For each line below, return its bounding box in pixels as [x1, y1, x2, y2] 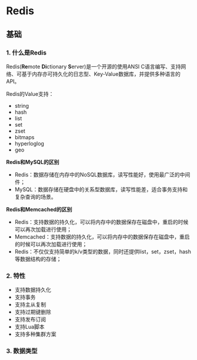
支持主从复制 [14, 301, 46, 308]
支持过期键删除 [14, 308, 51, 316]
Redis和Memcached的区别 [6, 205, 73, 213]
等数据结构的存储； [14, 255, 62, 262]
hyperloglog [14, 140, 44, 147]
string [14, 102, 29, 109]
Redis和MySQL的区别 [6, 158, 60, 165]
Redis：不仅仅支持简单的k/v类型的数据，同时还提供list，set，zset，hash [14, 247, 192, 255]
